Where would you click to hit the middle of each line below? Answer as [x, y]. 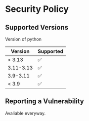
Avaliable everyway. [25, 113]
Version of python [23, 39]
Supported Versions [37, 27]
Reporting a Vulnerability [44, 101]
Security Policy [37, 9]
